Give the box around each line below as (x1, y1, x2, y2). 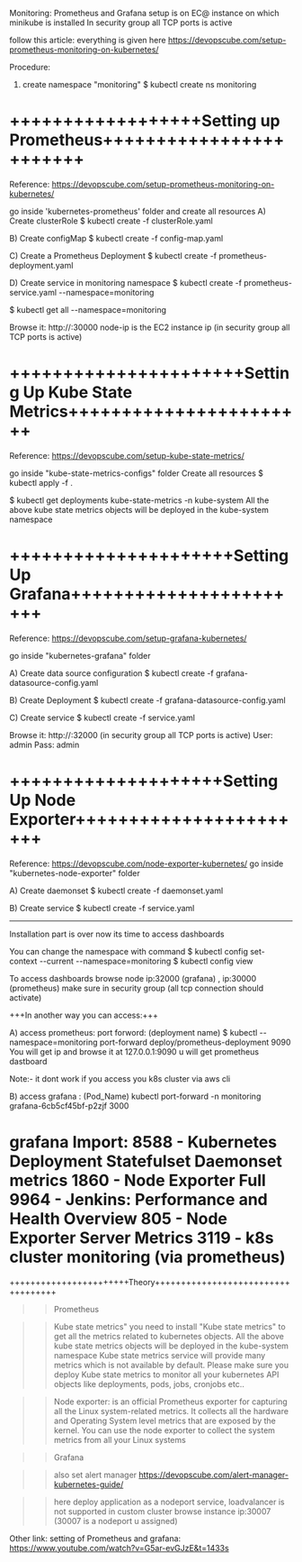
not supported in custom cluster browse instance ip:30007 (53, 1505, 271, 1517)
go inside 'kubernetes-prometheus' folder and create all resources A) (9, 206, 267, 216)
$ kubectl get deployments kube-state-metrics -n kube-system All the (9, 495, 270, 506)
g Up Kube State (9, 382, 133, 403)
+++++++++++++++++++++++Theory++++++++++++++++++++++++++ (9, 1276, 290, 1287)
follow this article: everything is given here (9, 35, 166, 45)
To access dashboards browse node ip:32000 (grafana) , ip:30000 (9, 973, 257, 983)
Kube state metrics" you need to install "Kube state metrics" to (53, 1320, 286, 1332)
